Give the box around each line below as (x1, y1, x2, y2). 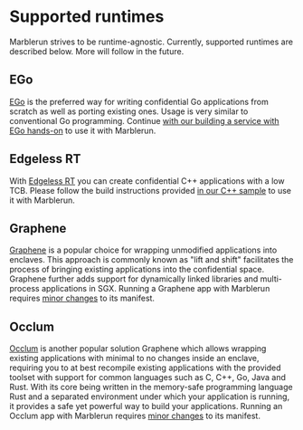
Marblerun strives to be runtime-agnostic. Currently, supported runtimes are (9, 36, 294, 47)
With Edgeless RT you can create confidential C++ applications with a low (9, 175, 285, 186)
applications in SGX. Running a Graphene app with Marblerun (41, 283, 270, 294)
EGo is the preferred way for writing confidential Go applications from (9, 96, 269, 107)
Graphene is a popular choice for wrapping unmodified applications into (9, 244, 278, 255)
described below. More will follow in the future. (9, 45, 185, 56)
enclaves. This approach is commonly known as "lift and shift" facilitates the (9, 254, 294, 265)
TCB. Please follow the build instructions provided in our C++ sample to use (9, 185, 292, 196)
